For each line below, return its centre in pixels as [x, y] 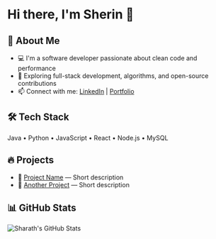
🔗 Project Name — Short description [70, 177]
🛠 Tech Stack [38, 117]
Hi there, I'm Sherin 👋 [71, 15]
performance [37, 68]
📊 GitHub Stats [42, 208]
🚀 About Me [34, 41]
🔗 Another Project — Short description [73, 184]
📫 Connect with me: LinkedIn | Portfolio [76, 91]
